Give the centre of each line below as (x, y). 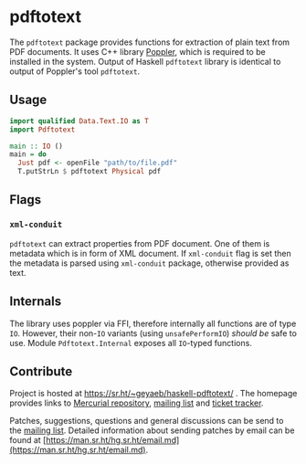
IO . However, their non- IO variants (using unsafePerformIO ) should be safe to (153, 333)
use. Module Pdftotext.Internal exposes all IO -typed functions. (131, 343)
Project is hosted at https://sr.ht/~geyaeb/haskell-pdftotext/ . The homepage (153, 394)
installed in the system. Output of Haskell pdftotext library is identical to (145, 61)
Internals (36, 302)
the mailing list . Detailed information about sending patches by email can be (152, 430)
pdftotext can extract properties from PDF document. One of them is (140, 243)
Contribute (41, 371)
